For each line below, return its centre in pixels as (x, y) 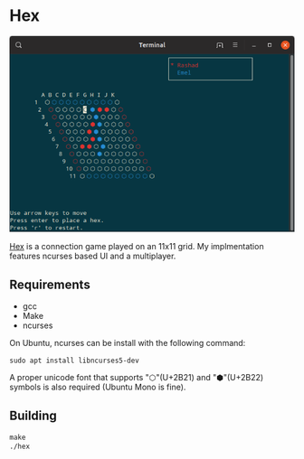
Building (33, 415)
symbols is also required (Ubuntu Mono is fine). (98, 387)
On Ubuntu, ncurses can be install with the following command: (128, 343)
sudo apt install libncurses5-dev (75, 361)
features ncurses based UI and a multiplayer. (93, 256)
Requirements (50, 284)
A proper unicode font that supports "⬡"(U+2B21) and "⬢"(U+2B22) (137, 378)
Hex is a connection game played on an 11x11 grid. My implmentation (137, 247)
